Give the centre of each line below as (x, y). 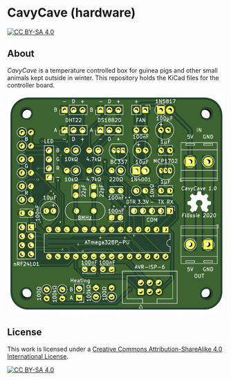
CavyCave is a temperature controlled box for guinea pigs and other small (112, 70)
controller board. (31, 85)
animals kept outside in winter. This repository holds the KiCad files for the (113, 78)
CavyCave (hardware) (72, 13)
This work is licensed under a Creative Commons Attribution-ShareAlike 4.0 (115, 349)
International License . (38, 356)
